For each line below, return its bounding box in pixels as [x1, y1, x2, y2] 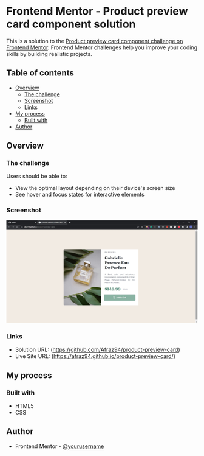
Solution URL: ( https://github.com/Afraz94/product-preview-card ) [15, 346, 180, 354]
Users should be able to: [6, 172, 68, 180]
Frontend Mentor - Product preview [6, 4, 188, 18]
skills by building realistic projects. [6, 50, 92, 57]
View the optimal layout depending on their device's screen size [15, 184, 175, 192]
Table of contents [6, 68, 74, 79]
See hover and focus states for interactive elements [15, 191, 144, 198]
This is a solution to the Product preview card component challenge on [6, 37, 183, 44]
